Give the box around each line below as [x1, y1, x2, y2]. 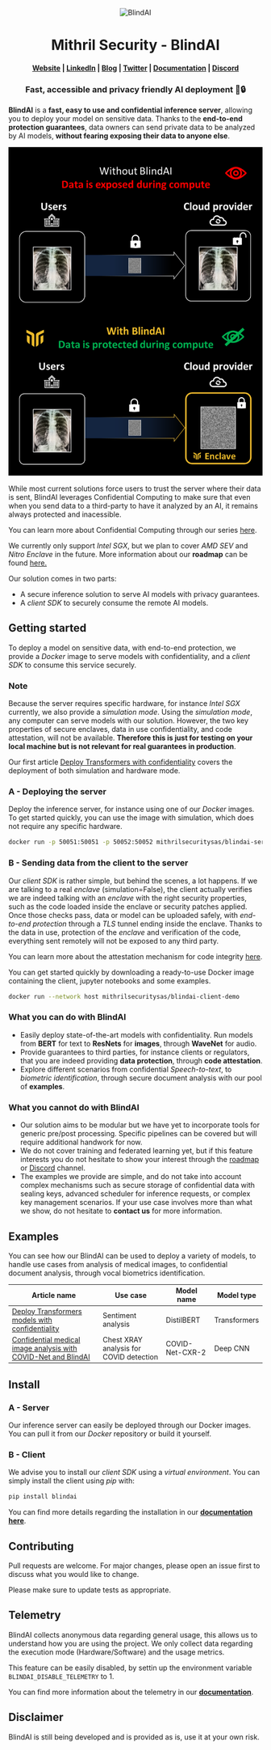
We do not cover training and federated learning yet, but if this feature [19, 1146, 253, 1156]
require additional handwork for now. [19, 1137, 143, 1148]
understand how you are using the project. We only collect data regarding [8, 1638, 253, 1648]
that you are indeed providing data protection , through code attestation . [19, 1055, 263, 1065]
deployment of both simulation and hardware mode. [8, 766, 181, 776]
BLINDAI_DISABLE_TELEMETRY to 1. [8, 1671, 115, 1681]
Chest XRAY [102, 1334, 144, 1344]
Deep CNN [214, 1343, 250, 1353]
